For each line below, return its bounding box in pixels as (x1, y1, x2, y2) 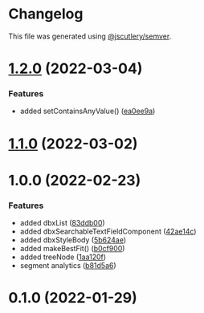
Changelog (8, 5, 84, 23)
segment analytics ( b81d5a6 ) (19, 261, 116, 270)
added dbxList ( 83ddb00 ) (19, 218, 106, 228)
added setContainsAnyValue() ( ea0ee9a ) (19, 106, 156, 116)
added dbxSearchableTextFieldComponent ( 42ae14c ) (19, 226, 197, 237)
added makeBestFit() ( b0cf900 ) (19, 244, 125, 254)
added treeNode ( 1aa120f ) (19, 252, 107, 262)
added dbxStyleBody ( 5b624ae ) (19, 235, 127, 245)
